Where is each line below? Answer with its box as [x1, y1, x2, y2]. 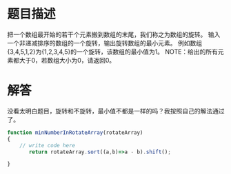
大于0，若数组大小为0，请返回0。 [19, 56, 116, 64]
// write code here [19, 142, 76, 149]
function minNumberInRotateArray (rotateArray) [7, 129, 143, 136]
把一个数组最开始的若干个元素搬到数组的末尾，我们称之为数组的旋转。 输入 [7, 30, 221, 39]
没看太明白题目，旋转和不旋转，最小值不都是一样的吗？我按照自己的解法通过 [7, 107, 225, 115]
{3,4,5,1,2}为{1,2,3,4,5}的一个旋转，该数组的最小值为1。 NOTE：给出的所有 [7, 47, 219, 56]
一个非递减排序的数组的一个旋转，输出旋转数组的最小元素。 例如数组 [7, 39, 202, 47]
